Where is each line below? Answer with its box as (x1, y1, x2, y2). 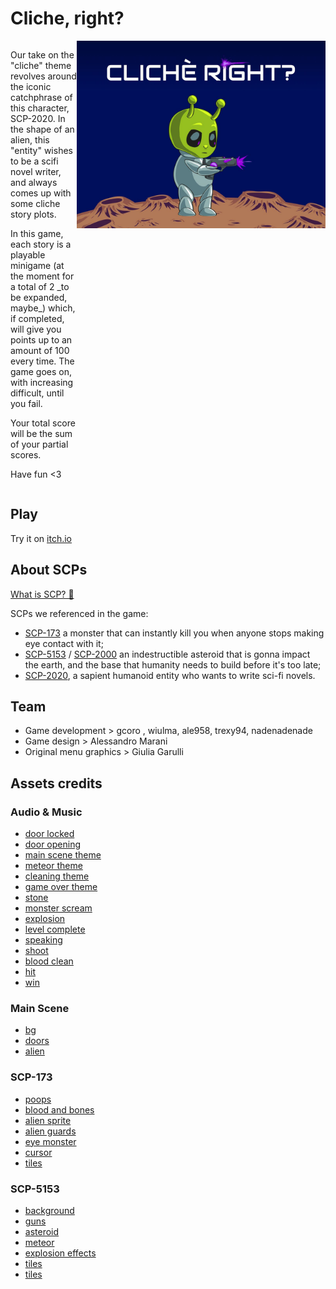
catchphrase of (10, 91, 73, 103)
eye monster (24, 1135, 77, 1147)
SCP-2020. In (10, 112, 66, 124)
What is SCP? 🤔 (10, 588, 75, 600)
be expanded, (10, 291, 68, 303)
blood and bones (24, 1103, 95, 1116)
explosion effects (24, 1247, 97, 1259)
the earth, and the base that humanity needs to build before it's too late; (24, 658, 322, 671)
